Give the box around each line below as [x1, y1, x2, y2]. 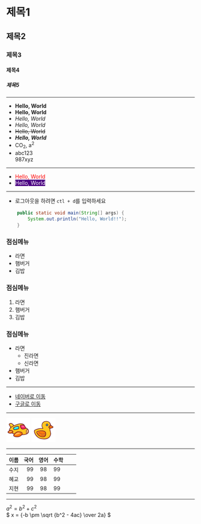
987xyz [14, 156, 34, 163]
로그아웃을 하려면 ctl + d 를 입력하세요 [14, 197, 106, 204]
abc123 [14, 149, 33, 156]
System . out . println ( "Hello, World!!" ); [28, 216, 127, 222]
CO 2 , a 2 [14, 141, 35, 150]
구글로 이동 [14, 400, 41, 407]
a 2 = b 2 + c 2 [6, 504, 37, 512]
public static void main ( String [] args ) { [17, 210, 124, 216]
